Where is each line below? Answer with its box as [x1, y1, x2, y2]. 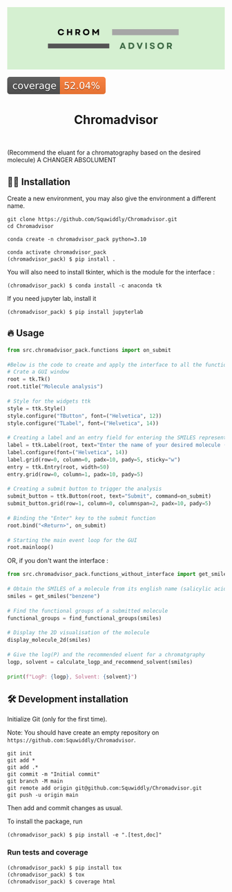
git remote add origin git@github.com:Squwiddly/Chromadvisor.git [7, 785, 202, 792]
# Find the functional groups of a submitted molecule [7, 607, 168, 614]
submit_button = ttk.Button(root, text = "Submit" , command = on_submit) [7, 493, 212, 500]
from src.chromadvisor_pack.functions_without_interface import [7, 571, 196, 578]
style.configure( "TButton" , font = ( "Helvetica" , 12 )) [7, 412, 162, 419]
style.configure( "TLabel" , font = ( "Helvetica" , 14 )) [7, 419, 159, 427]
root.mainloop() [7, 544, 54, 551]
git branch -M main [7, 778, 64, 785]
